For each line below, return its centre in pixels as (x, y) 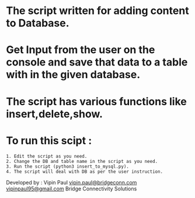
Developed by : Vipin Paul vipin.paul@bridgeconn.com (72, 182)
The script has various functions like (96, 101)
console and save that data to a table (97, 62)
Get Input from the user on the (81, 50)
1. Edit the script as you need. (47, 156)
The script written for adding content (97, 11)
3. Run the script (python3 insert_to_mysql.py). (68, 166)
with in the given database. (73, 75)
